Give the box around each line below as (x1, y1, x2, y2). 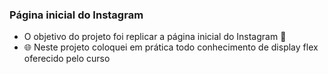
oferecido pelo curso (23, 53, 111, 65)
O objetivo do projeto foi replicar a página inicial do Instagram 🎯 (23, 31, 287, 43)
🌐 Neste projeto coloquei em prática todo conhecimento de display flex (23, 41, 319, 53)
